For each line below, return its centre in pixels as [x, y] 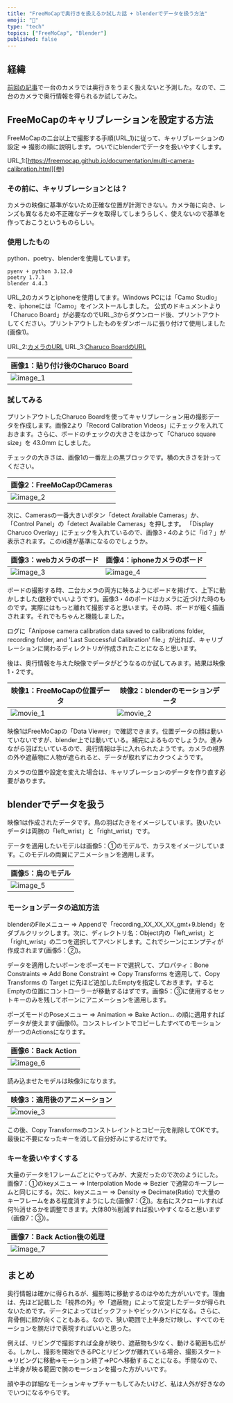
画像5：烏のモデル [41, 873]
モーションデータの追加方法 [53, 908]
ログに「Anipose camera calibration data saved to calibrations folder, [106, 631]
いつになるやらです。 [43, 1392]
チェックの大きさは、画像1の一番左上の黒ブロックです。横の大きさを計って [114, 457]
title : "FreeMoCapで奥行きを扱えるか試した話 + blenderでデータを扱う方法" [107, 14]
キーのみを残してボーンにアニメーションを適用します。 [91, 1000]
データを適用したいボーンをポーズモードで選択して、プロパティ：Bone [108, 965]
